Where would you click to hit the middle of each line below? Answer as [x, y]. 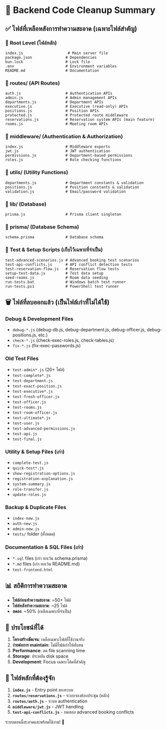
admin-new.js [26, 529]
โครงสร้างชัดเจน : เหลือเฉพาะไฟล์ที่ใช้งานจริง [48, 639]
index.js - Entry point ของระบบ [43, 690]
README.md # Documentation [52, 70]
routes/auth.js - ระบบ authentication [50, 701]
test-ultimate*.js [31, 418]
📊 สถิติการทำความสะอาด [36, 586]
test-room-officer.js [35, 413]
